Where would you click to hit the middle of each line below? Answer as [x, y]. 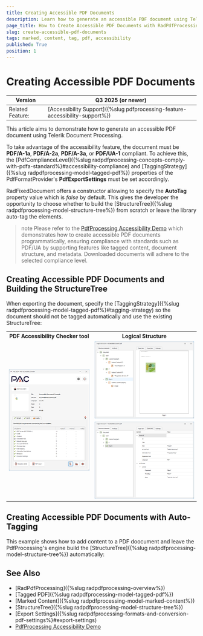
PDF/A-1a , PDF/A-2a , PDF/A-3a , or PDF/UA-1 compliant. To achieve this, [97, 154]
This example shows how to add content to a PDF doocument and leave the [100, 541]
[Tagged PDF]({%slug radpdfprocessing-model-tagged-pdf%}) [94, 594]
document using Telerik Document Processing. [64, 136]
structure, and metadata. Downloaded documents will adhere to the [105, 254]
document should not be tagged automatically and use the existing [89, 316]
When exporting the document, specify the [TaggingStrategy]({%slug [93, 303]
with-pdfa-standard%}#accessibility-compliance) [68, 166]
